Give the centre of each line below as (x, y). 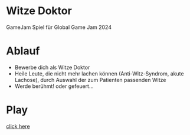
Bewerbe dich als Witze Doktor (52, 67)
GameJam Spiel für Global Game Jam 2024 (59, 27)
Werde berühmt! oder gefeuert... (54, 86)
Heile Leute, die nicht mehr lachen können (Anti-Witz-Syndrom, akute (99, 73)
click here (18, 126)
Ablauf (23, 51)
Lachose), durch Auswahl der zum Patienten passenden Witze (90, 80)
